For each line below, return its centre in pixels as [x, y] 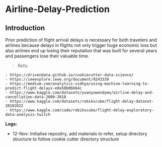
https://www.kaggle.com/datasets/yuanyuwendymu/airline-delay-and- [82, 93]
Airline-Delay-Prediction [57, 9]
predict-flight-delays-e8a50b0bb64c [44, 88]
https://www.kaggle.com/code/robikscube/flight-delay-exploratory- [82, 110]
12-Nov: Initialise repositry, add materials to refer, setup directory [80, 134]
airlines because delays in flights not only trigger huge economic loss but [81, 45]
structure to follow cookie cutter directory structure [66, 139]
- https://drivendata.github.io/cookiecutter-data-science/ [70, 75]
